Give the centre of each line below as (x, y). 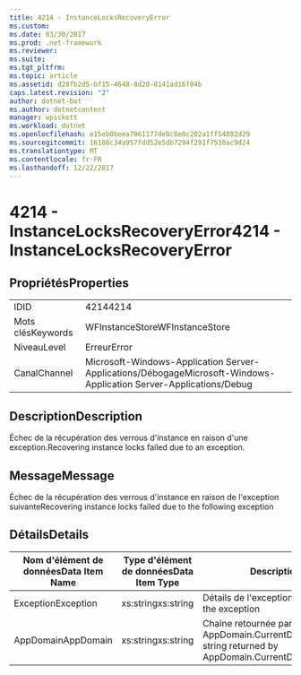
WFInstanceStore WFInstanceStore (157, 327)
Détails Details (49, 535)
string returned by (241, 645)
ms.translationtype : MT (54, 151)
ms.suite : (28, 59)
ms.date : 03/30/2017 (48, 34)
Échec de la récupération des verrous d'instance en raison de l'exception (144, 497)
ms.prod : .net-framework (56, 43)
